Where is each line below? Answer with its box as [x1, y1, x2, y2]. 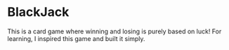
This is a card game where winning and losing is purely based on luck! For [7, 27, 222, 35]
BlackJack [7, 4, 70, 20]
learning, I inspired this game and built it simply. [7, 34, 145, 42]
